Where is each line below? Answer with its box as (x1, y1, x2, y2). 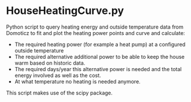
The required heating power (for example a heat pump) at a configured (14, 41, 186, 48)
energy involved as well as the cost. (14, 72, 101, 79)
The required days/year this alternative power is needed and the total (14, 65, 182, 72)
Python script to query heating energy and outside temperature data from (6, 23, 183, 30)
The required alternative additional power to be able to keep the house (14, 53, 185, 60)
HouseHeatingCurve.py (6, 4, 124, 17)
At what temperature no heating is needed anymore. (14, 78, 141, 85)
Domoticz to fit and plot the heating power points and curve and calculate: (6, 29, 186, 36)
